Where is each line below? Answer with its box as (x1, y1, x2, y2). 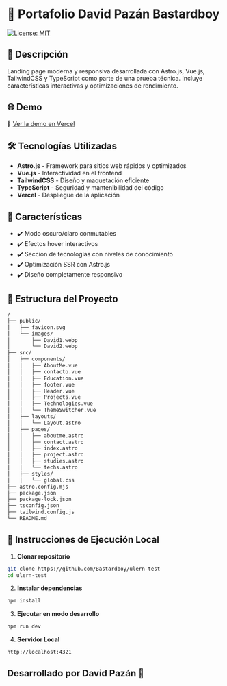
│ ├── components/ (7, 356, 66, 363)
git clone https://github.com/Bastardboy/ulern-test (7, 565, 161, 572)
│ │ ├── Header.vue (7, 387, 75, 395)
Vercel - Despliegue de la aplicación (16, 191, 120, 199)
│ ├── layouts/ (7, 413, 57, 420)
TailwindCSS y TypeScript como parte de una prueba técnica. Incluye (7, 74, 203, 82)
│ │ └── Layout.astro (7, 419, 81, 426)
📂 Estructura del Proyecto (7, 293, 118, 304)
